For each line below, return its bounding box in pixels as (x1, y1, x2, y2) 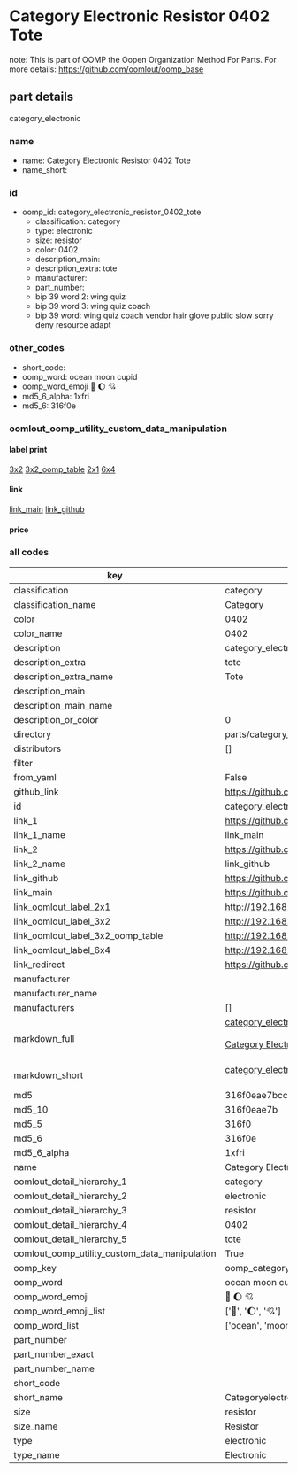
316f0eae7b (225, 1103, 278, 1115)
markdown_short (13, 1069, 84, 1081)
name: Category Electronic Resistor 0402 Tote (21, 155, 192, 166)
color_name (13, 627, 63, 640)
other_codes (9, 342, 65, 354)
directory (13, 728, 51, 740)
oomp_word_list (13, 1319, 80, 1331)
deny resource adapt (34, 320, 112, 330)
